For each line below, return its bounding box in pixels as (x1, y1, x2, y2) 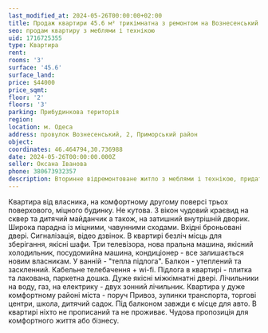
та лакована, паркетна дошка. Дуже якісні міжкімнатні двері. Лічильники (8, 273, 259, 283)
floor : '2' (8, 93, 45, 101)
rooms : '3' (8, 57, 45, 65)
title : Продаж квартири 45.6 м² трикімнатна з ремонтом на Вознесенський (8, 19, 259, 27)
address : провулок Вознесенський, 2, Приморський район (8, 130, 198, 138)
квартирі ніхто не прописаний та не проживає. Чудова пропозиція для (8, 307, 249, 316)
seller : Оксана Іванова (8, 161, 88, 168)
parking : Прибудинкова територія (8, 109, 120, 117)
